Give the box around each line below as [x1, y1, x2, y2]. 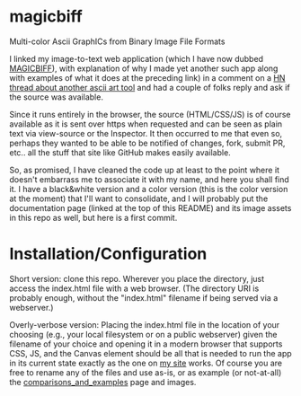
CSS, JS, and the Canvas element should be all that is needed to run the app [9, 348, 292, 358]
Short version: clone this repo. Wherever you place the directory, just [9, 273, 265, 284]
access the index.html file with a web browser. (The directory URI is [9, 283, 260, 294]
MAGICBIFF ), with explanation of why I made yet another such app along [9, 63, 279, 74]
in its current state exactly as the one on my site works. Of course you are [9, 357, 283, 368]
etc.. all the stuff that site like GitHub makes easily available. [9, 146, 231, 158]
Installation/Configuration [9, 244, 208, 264]
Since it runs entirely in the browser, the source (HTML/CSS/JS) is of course [9, 109, 291, 119]
